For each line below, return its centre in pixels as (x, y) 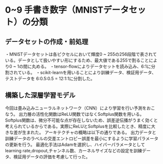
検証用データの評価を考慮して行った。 (52, 157)
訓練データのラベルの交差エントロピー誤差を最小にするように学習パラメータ (82, 138)
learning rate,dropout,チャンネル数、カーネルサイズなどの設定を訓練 (74, 150)
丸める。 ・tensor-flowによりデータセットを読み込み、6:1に (91, 66)
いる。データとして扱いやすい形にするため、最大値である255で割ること (77, 60)
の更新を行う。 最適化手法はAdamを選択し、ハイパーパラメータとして (75, 145)
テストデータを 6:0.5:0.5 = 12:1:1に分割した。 (50, 79)
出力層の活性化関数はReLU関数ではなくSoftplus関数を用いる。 (81, 114)
